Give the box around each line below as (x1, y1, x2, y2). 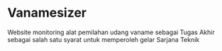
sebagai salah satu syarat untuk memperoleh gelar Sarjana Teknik (7, 35, 200, 43)
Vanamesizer (7, 5, 87, 21)
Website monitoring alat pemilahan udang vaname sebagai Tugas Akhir (7, 28, 215, 36)
